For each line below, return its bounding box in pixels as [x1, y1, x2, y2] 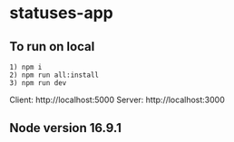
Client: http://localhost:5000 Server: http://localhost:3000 [9, 94, 225, 105]
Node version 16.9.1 [9, 120, 122, 136]
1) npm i [9, 62, 43, 71]
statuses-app [9, 3, 113, 24]
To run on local [9, 39, 95, 54]
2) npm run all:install [9, 71, 100, 80]
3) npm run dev [9, 79, 67, 88]
